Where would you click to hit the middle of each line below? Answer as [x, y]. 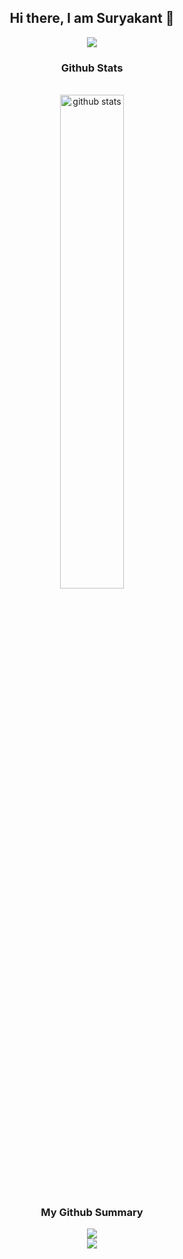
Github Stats [92, 68]
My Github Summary [92, 1213]
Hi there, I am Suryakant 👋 [92, 18]
